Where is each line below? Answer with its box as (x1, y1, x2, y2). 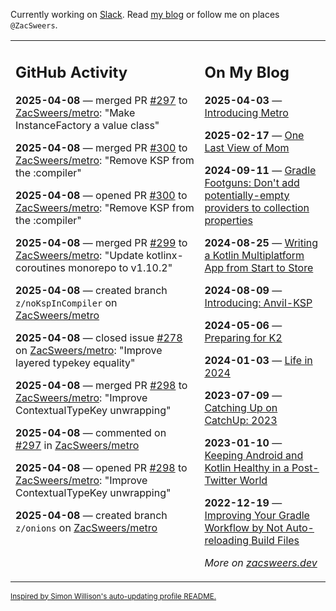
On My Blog (204, 62, 290, 82)
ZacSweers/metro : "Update (15, 248, 145, 262)
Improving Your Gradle (204, 508, 310, 522)
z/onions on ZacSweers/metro (15, 520, 158, 534)
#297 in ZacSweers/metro (15, 438, 140, 452)
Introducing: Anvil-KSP (204, 295, 313, 309)
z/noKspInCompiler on (15, 295, 118, 309)
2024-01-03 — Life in (204, 353, 313, 367)
